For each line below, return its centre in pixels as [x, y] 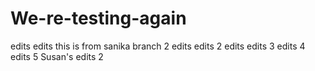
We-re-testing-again [98, 18]
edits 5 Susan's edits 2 [57, 56]
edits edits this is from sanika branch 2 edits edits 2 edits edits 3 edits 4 [158, 46]
